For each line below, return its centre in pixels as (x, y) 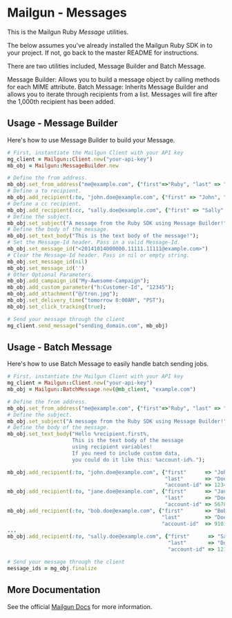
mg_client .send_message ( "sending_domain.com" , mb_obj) (88, 326)
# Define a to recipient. (44, 191)
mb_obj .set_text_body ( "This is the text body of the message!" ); (103, 236)
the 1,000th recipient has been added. (61, 101)
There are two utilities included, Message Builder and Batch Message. (106, 66)
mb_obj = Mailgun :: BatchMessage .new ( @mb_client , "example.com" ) (101, 390)
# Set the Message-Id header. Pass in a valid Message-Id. (94, 243)
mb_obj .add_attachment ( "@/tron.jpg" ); (63, 294)
